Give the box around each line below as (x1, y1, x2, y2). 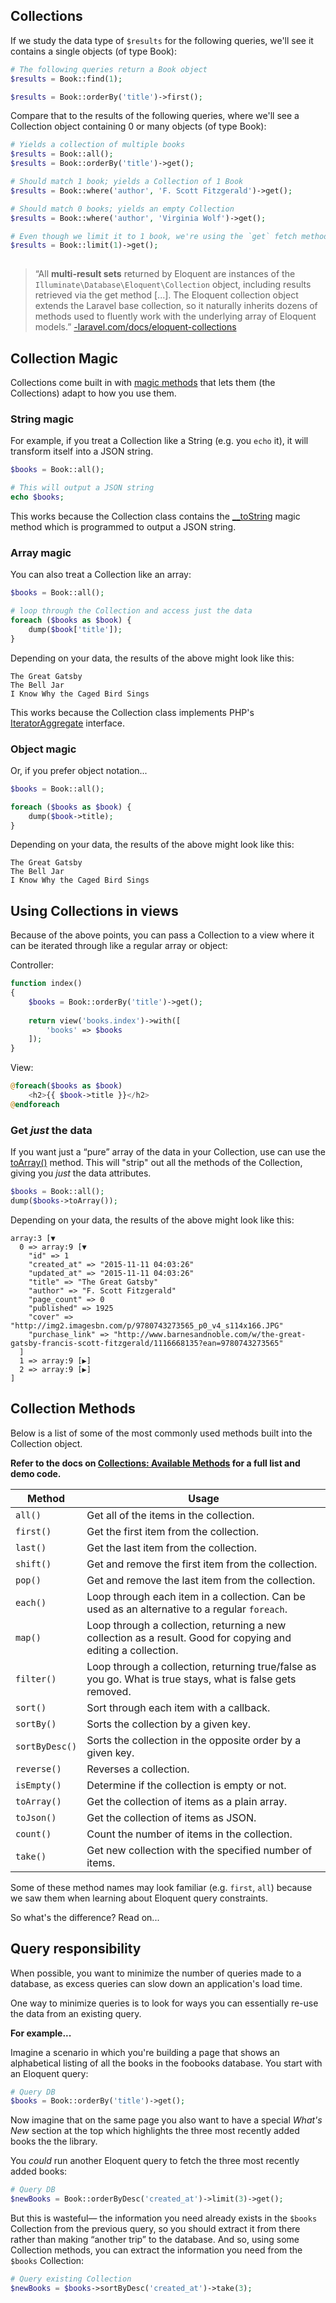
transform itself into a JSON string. (10, 445, 154, 458)
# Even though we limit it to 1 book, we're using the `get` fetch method (10, 231, 329, 241)
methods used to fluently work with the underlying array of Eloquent (34, 310, 317, 323)
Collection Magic (10, 350, 119, 367)
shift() (15, 1558, 52, 1569)
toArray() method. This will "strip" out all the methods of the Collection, (10, 1157, 303, 1169)
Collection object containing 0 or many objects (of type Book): (10, 120, 267, 133)
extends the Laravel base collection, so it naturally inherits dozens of (34, 300, 318, 312)
